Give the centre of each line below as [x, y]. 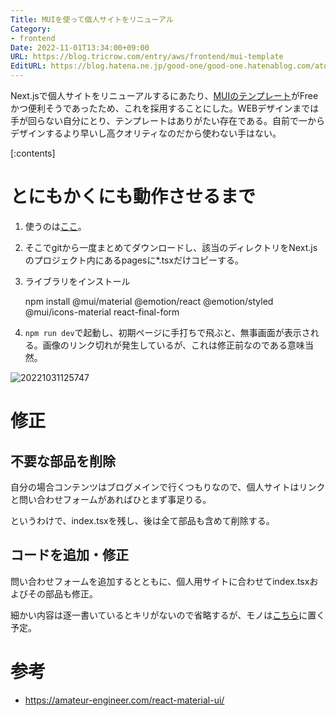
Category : [31, 29]
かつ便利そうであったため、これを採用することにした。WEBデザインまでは [165, 108]
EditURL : [28, 66]
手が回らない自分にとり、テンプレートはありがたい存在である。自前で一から [167, 120]
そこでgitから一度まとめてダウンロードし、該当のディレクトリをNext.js [171, 247]
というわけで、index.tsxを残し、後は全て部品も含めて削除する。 [142, 520]
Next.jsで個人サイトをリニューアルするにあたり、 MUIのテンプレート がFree [164, 95]
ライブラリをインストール [77, 281]
